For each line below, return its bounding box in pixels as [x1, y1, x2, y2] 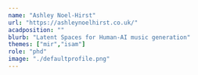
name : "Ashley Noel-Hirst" [8, 11, 96, 20]
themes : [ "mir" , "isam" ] [8, 41, 86, 48]
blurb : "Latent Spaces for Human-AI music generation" [8, 33, 191, 41]
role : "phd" [8, 48, 47, 55]
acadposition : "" [8, 26, 65, 34]
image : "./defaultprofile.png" [8, 55, 110, 63]
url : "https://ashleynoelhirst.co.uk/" [8, 19, 139, 27]
